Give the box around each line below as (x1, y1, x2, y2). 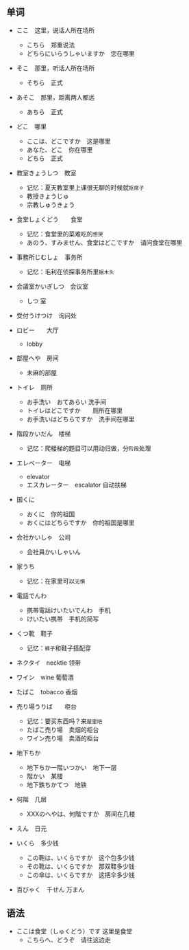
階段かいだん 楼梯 (16, 429, 71, 438)
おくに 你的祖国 (26, 509, 75, 518)
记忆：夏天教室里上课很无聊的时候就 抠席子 (26, 183, 144, 191)
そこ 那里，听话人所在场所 (16, 64, 95, 72)
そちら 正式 (26, 78, 63, 87)
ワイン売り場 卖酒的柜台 (26, 734, 99, 742)
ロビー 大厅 (16, 326, 59, 334)
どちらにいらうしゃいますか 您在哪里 (26, 49, 135, 57)
